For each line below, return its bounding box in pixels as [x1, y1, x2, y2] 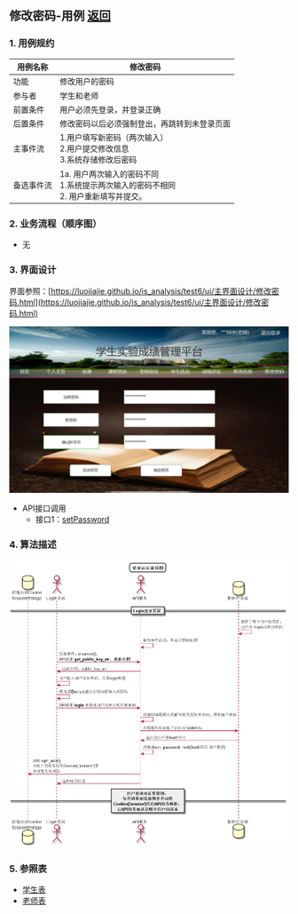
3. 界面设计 [9, 264, 57, 276]
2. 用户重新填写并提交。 [59, 190, 147, 202]
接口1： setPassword [35, 514, 110, 525]
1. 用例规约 [9, 37, 55, 50]
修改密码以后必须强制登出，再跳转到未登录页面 [59, 118, 231, 129]
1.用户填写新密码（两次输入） [59, 132, 169, 143]
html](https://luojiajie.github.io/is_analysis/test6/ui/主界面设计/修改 [19, 297, 262, 307]
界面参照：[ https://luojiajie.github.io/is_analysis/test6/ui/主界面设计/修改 [9, 285, 272, 296]
